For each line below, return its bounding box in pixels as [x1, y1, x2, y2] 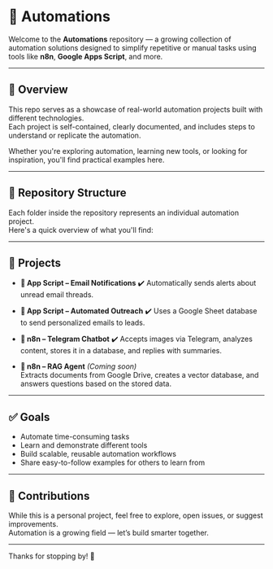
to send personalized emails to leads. [19, 317, 145, 328]
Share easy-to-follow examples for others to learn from [19, 457, 206, 467]
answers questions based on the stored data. [19, 379, 172, 389]
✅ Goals [8, 410, 50, 424]
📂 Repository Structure [8, 186, 127, 200]
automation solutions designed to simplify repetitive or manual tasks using [8, 42, 258, 52]
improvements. [8, 519, 58, 528]
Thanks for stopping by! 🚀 [8, 551, 95, 561]
